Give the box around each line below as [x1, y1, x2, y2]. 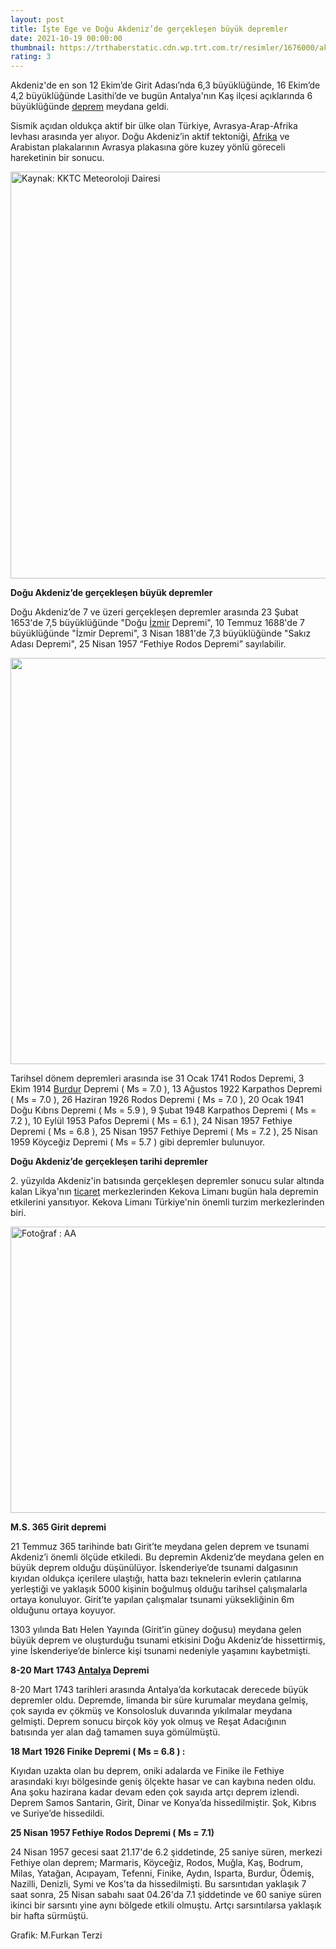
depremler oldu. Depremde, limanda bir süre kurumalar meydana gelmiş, [10, 1694, 309, 1706]
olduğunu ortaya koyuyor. [10, 1604, 116, 1616]
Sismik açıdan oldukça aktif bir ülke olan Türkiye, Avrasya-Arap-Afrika [10, 120, 298, 132]
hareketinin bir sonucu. [10, 152, 105, 164]
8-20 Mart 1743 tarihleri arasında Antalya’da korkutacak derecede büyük [10, 1684, 309, 1696]
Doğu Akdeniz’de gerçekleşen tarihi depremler [10, 1156, 209, 1168]
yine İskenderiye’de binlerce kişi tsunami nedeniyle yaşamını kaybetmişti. [10, 1645, 311, 1657]
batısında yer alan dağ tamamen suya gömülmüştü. [10, 1726, 221, 1738]
